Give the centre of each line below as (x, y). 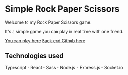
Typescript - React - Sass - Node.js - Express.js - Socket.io (64, 67)
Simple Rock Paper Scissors (62, 9)
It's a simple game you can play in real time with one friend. (64, 31)
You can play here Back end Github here (45, 41)
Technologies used (34, 56)
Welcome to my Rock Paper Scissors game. (48, 22)
